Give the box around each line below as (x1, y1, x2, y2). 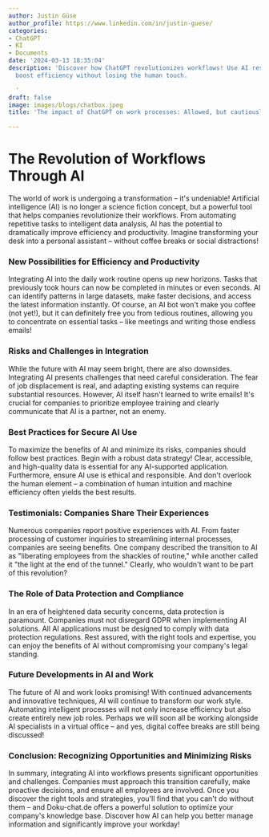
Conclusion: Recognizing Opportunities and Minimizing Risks (8, 750, 252, 761)
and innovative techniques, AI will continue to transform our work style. (8, 696, 243, 705)
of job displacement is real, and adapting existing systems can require (8, 380, 239, 390)
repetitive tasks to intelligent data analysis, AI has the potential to (8, 219, 223, 229)
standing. (8, 649, 40, 659)
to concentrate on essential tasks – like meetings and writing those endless (8, 317, 256, 327)
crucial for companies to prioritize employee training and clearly (8, 398, 219, 408)
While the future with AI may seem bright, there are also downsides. (8, 364, 232, 373)
